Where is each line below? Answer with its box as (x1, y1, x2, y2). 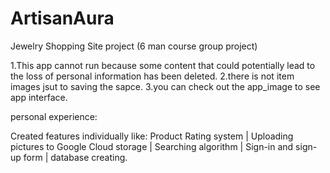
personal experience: (10, 110, 98, 122)
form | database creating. (23, 151, 128, 163)
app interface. (10, 91, 68, 103)
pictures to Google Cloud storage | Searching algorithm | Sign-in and (10, 140, 294, 152)
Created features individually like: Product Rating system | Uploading (10, 130, 294, 142)
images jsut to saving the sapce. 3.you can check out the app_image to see (10, 80, 321, 92)
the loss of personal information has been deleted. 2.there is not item (10, 70, 295, 82)
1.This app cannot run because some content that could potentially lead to (10, 59, 316, 71)
